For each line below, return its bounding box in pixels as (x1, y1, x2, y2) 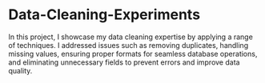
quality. (8, 65, 33, 75)
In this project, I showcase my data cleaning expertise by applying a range (8, 32, 254, 41)
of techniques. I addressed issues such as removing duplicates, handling (8, 40, 249, 49)
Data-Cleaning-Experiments (8, 6, 201, 24)
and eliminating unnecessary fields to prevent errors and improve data (8, 57, 240, 67)
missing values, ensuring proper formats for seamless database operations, (8, 49, 258, 58)
